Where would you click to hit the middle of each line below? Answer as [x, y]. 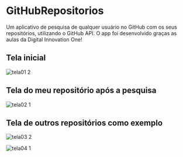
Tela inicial [26, 58]
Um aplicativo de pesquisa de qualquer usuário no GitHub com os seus [91, 27]
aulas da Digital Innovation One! [44, 39]
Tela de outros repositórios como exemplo [84, 123]
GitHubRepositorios [55, 11]
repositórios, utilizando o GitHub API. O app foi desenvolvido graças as [91, 33]
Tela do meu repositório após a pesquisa [81, 91]
